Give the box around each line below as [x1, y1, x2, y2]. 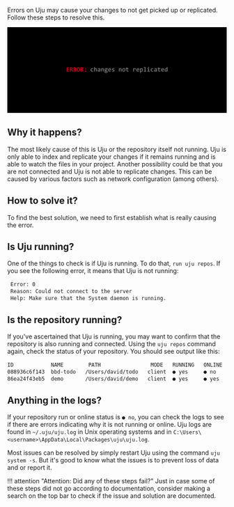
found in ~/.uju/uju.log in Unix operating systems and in [7, 428, 172, 436]
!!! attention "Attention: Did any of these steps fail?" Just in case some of [7, 476, 215, 485]
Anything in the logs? [7, 394, 102, 406]
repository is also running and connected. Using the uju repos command [7, 340, 216, 348]
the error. [7, 221, 34, 229]
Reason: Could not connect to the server [10, 288, 132, 295]
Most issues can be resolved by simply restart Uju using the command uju [7, 448, 221, 457]
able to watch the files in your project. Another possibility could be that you [7, 159, 223, 168]
